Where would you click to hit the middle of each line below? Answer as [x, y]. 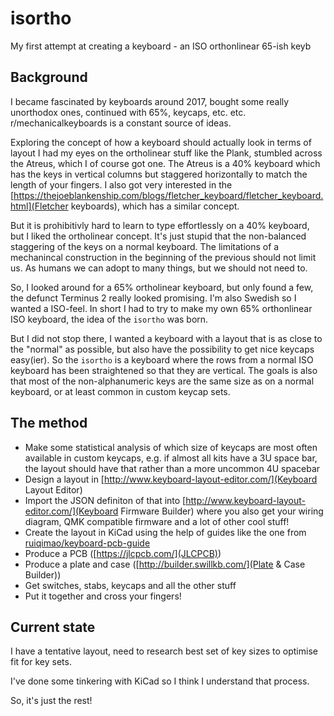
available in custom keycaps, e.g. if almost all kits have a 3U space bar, [171, 458]
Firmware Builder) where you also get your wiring [222, 511]
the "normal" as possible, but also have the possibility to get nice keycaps [162, 349]
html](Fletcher [39, 206]
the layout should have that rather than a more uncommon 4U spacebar [172, 468]
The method [49, 423]
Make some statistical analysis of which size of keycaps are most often [171, 447]
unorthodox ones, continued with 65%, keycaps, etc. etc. [128, 112]
